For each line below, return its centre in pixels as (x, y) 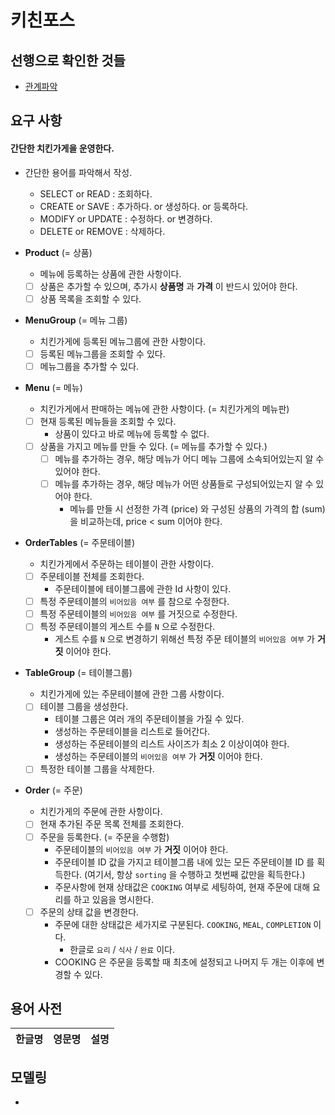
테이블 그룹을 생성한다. (84, 707)
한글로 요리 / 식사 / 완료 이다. (122, 949)
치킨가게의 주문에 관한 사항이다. (101, 812)
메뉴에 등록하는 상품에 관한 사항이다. (110, 273)
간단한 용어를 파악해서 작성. (78, 172)
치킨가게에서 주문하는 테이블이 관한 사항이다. (126, 564)
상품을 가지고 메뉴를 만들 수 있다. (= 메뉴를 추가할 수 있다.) (153, 446)
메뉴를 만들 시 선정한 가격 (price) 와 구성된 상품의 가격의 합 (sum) (197, 509)
